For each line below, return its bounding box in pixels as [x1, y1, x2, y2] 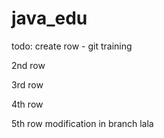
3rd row [11, 78, 44, 91]
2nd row [11, 59, 46, 71]
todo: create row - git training [11, 40, 133, 52]
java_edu [11, 7, 88, 30]
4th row [11, 98, 44, 110]
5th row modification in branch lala [11, 117, 154, 129]
